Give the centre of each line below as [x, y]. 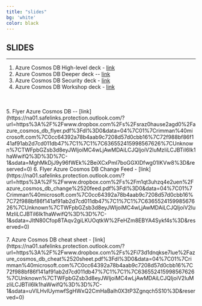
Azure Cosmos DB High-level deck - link [65, 68]
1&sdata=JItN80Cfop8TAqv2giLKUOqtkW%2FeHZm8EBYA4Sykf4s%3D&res [101, 220]
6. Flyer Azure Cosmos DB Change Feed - [85, 169]
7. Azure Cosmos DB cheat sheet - [49, 240]
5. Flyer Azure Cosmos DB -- [42, 112]
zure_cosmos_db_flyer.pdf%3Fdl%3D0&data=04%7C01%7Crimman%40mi [100, 131]
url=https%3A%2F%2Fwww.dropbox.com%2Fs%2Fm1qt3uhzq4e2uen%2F [100, 182]
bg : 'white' [21, 18]
